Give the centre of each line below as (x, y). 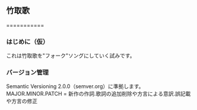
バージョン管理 (28, 73)
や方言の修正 (22, 101)
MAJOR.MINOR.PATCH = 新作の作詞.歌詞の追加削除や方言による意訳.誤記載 (99, 94)
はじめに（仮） (28, 41)
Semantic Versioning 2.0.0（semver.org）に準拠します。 (75, 86)
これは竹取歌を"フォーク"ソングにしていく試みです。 (71, 56)
